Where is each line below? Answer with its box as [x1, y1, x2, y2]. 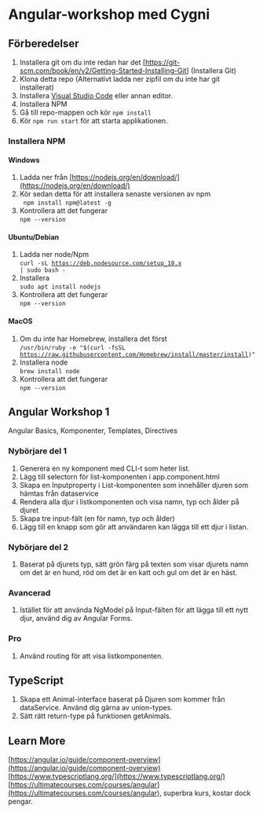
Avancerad [8, 587, 51, 598]
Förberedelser [8, 37, 80, 50]
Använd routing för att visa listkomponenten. [19, 651, 163, 661]
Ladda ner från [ [19, 173, 72, 182]
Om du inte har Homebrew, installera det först [19, 334, 167, 343]
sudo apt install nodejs [19, 283, 101, 291]
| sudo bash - [19, 266, 66, 274]
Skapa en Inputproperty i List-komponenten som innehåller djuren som [19, 480, 249, 489]
